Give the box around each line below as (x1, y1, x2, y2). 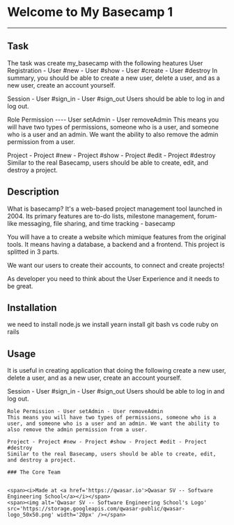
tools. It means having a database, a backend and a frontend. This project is (7, 240, 225, 248)
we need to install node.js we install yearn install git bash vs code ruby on (7, 321, 219, 329)
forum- (197, 211, 218, 220)
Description (7, 186, 59, 198)
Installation (7, 302, 57, 314)
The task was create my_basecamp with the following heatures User (7, 58, 203, 67)
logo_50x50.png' (7, 512, 54, 519)
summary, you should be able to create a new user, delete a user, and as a (7, 74, 221, 82)
